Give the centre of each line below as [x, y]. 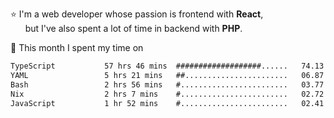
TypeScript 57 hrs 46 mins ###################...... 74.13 [167, 66]
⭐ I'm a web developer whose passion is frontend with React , [137, 14]
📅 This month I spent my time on [77, 47]
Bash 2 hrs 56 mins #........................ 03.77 [167, 84]
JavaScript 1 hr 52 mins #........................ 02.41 [167, 103]
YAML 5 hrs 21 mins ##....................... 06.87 [167, 75]
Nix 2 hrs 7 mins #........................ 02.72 [167, 94]
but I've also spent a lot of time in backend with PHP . [133, 28]
